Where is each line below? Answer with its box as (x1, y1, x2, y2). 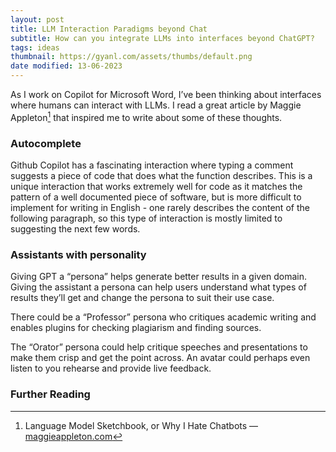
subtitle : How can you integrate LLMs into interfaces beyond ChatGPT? (10, 33, 315, 43)
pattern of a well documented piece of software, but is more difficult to (10, 191, 302, 203)
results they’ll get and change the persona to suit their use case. (10, 292, 275, 304)
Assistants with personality (10, 247, 147, 261)
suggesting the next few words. (10, 222, 141, 235)
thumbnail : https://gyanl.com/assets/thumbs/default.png (10, 52, 253, 62)
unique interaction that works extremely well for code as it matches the (10, 180, 303, 192)
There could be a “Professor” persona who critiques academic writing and (10, 311, 317, 323)
